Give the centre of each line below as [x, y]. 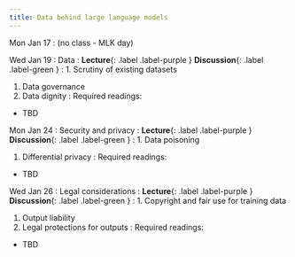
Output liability [48, 217]
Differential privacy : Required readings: [94, 157]
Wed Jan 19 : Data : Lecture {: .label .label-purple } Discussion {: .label [136, 59]
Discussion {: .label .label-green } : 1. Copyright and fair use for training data [147, 200]
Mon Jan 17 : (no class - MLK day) [71, 43]
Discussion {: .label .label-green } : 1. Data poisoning [105, 139]
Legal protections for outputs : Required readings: [113, 227]
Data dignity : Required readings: [82, 96]
